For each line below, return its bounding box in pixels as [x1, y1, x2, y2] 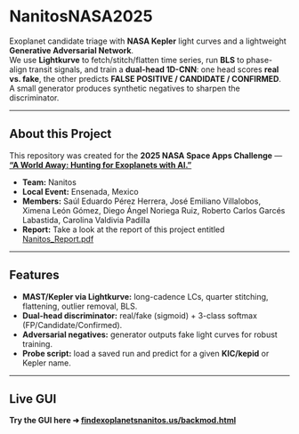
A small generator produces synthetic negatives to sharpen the [9, 83, 240, 93]
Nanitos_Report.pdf [21, 233, 94, 244]
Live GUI [9, 391, 57, 406]
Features [9, 268, 60, 283]
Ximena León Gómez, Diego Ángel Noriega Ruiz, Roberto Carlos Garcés [21, 205, 286, 215]
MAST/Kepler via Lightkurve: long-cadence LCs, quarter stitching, [21, 291, 269, 301]
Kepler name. [21, 358, 71, 368]
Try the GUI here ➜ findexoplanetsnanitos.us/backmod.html [9, 415, 237, 426]
